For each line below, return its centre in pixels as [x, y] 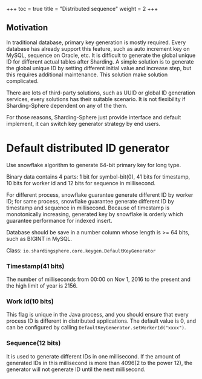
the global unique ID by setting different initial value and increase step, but [99, 68]
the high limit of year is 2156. [42, 286]
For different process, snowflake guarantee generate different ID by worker [100, 195]
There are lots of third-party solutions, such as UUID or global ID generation [101, 93]
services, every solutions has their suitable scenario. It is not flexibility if [96, 99]
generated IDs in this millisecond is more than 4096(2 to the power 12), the [99, 363]
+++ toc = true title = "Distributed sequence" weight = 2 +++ [82, 9]
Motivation [27, 28]
